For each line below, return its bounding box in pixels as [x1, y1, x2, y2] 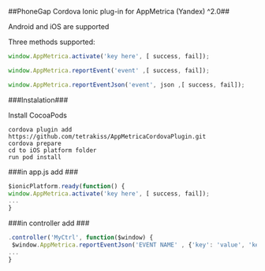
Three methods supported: [8, 37, 96, 46]
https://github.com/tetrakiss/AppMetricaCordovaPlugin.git [8, 132, 207, 140]
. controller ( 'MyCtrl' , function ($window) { [8, 234, 154, 242]
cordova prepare [8, 139, 62, 147]
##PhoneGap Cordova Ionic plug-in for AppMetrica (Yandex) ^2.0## [8, 7, 230, 16]
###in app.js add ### [8, 167, 79, 176]
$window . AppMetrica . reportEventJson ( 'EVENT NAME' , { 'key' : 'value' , [11, 241, 245, 249]
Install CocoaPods [8, 110, 67, 120]
